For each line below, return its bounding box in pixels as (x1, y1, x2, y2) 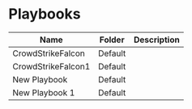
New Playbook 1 (12, 86, 75, 98)
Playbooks (8, 5, 81, 23)
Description (133, 34, 180, 45)
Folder (99, 34, 125, 45)
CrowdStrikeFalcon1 (12, 61, 91, 72)
